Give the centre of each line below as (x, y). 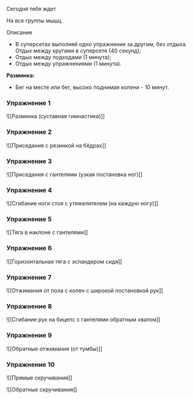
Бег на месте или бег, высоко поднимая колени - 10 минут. (92, 87)
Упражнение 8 (29, 306)
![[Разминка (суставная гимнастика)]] (56, 116)
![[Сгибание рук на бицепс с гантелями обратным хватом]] (83, 320)
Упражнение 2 (29, 132)
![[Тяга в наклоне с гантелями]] (47, 232)
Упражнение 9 (29, 336)
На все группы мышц (34, 20)
